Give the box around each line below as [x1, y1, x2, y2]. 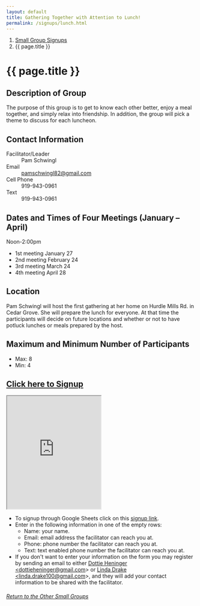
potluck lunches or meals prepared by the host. [6, 321, 124, 329]
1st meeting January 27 [14, 250, 73, 257]
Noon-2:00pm [6, 238, 41, 245]
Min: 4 [14, 361, 31, 368]
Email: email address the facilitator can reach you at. [23, 534, 154, 541]
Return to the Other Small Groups [6, 593, 89, 600]
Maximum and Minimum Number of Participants [6, 339, 190, 350]
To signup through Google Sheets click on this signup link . [14, 515, 159, 522]
